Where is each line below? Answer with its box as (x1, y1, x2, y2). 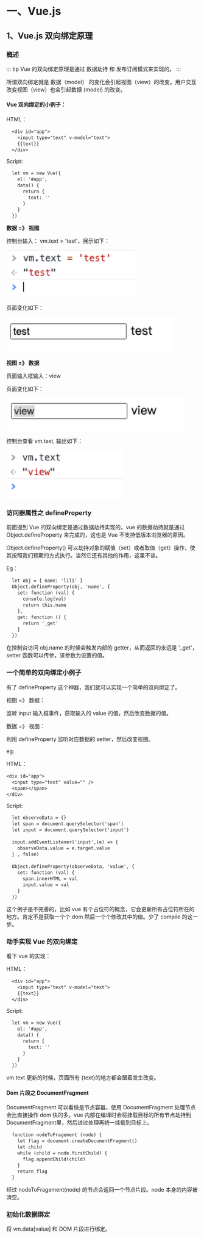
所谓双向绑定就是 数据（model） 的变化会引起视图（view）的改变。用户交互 (6, 78, 197, 85)
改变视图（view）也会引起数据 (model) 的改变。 (6, 85, 126, 93)
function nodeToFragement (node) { (12, 1132, 102, 1138)
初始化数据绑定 (6, 1211, 51, 1219)
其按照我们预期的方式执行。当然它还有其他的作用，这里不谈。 (6, 552, 161, 559)
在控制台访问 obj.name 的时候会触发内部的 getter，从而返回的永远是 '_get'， (6, 644, 198, 651)
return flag (17, 1168, 47, 1175)
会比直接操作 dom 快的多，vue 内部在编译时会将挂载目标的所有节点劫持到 (6, 1111, 192, 1118)
